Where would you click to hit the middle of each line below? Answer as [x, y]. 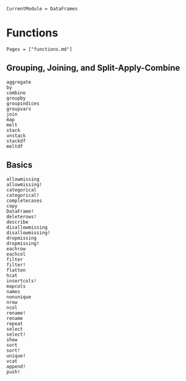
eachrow [16, 249]
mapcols [16, 286]
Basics [19, 165]
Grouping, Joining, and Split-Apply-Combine [93, 68]
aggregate [19, 82]
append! [16, 366]
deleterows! [21, 216]
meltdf [15, 146]
